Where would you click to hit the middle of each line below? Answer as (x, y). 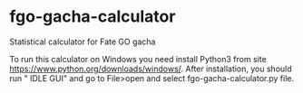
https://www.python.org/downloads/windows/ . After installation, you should (151, 69)
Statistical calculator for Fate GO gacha (83, 42)
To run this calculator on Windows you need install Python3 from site (138, 59)
